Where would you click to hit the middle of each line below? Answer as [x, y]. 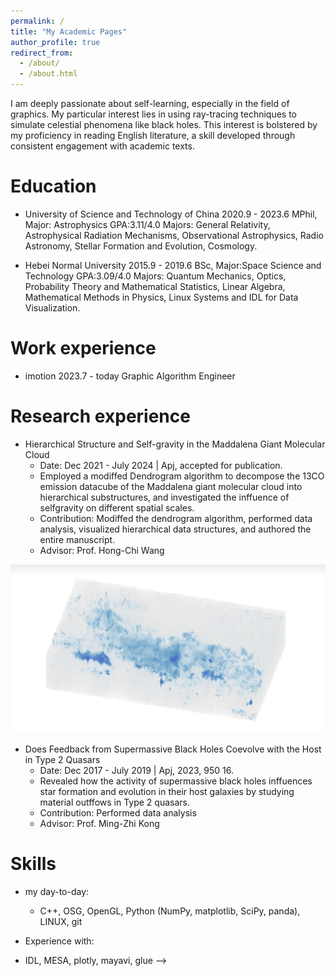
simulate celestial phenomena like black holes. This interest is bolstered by [164, 124]
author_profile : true [55, 42]
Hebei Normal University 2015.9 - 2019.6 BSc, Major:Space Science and [173, 265]
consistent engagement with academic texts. [102, 146]
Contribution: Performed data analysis [118, 813]
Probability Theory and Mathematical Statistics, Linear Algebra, [155, 286]
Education [53, 186]
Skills [33, 864]
